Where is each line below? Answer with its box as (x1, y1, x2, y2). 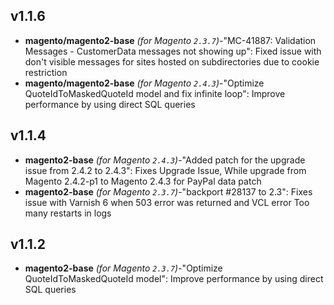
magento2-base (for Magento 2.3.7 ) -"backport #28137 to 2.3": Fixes (24, 185, 313, 198)
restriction (24, 66, 68, 78)
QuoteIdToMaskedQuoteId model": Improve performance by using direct (24, 273, 324, 285)
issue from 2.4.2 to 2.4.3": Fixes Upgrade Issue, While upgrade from (24, 164, 307, 176)
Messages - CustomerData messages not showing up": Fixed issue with (24, 45, 322, 57)
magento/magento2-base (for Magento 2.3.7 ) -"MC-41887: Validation (24, 34, 317, 46)
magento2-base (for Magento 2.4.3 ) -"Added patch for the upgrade (24, 154, 306, 166)
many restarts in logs (24, 207, 112, 219)
